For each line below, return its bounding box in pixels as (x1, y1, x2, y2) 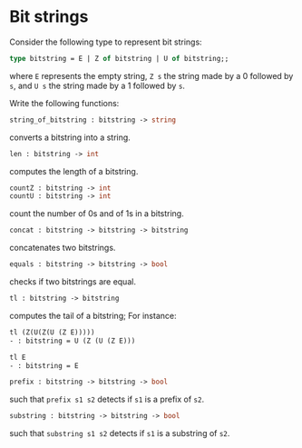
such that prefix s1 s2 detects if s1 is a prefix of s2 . (9, 393, 205, 405)
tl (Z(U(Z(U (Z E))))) (9, 327, 95, 337)
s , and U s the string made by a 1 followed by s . (9, 80, 186, 91)
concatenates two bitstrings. (9, 243, 116, 254)
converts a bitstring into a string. (9, 132, 132, 143)
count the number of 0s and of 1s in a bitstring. (9, 208, 184, 219)
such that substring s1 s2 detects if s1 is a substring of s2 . (9, 428, 230, 439)
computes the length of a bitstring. (9, 165, 139, 176)
